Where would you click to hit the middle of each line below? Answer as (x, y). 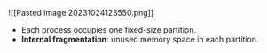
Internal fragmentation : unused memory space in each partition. (140, 39)
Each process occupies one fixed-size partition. (109, 30)
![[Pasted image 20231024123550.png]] (81, 13)
